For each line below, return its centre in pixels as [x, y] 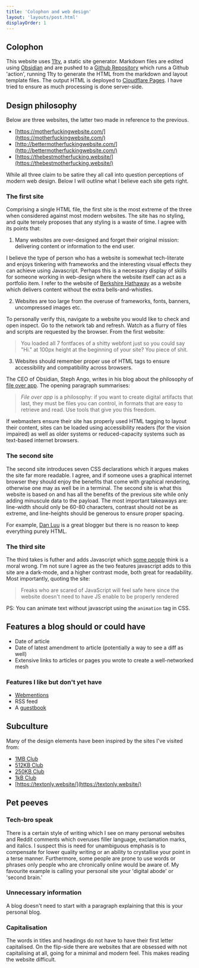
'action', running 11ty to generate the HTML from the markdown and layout [97, 74]
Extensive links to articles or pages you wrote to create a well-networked [104, 660]
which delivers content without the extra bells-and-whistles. [80, 289]
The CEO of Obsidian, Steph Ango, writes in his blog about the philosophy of [100, 379]
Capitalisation [27, 927]
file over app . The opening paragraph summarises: [68, 386]
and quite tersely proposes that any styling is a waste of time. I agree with [97, 222]
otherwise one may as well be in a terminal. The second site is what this [94, 488]
